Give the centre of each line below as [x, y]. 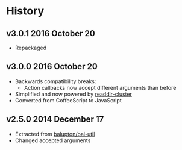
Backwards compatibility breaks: [55, 81]
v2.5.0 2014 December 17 [55, 120]
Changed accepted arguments [53, 140]
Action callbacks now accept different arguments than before [100, 87]
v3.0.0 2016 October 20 [52, 67]
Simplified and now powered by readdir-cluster [74, 94]
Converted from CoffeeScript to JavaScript [68, 100]
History [25, 11]
